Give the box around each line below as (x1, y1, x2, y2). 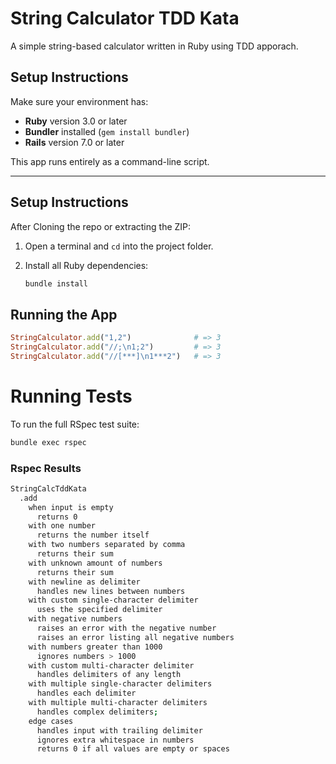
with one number (28, 521, 97, 531)
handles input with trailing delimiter (36, 725, 203, 736)
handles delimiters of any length (36, 670, 182, 680)
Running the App (10, 306, 118, 323)
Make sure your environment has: (10, 95, 149, 107)
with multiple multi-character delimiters (28, 698, 208, 708)
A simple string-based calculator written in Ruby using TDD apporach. (10, 40, 299, 52)
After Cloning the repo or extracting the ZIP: (10, 220, 192, 232)
